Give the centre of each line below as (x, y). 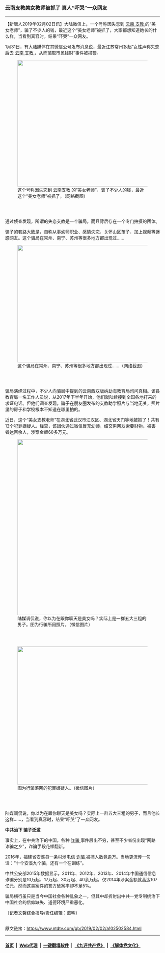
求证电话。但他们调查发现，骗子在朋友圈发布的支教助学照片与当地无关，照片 (82, 403)
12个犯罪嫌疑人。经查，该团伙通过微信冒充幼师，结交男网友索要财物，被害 (81, 426)
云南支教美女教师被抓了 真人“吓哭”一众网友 (56, 7)
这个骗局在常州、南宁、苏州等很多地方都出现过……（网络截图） (82, 366)
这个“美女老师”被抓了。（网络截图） (53, 196)
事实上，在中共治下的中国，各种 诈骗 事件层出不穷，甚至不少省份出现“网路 (81, 840)
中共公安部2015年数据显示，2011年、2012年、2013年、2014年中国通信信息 (81, 873)
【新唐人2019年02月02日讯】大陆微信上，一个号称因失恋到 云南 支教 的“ (78, 24)
